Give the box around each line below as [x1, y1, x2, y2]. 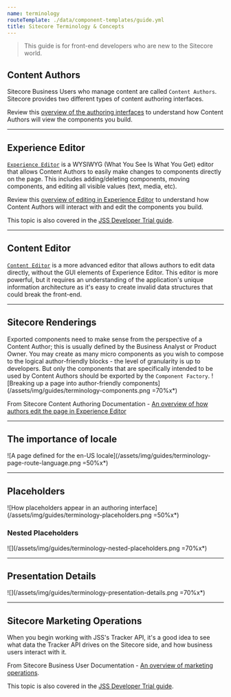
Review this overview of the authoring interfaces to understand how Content [7, 108, 223, 117]
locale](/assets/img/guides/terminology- [96, 452, 211, 460]
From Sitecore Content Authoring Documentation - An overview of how [7, 399, 208, 407]
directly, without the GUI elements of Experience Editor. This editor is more [7, 268, 219, 276]
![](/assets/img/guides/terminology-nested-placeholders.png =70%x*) [7, 544, 208, 552]
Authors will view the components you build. [7, 115, 133, 124]
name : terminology [7, 10, 60, 17]
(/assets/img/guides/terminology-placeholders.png [7, 511, 152, 519]
